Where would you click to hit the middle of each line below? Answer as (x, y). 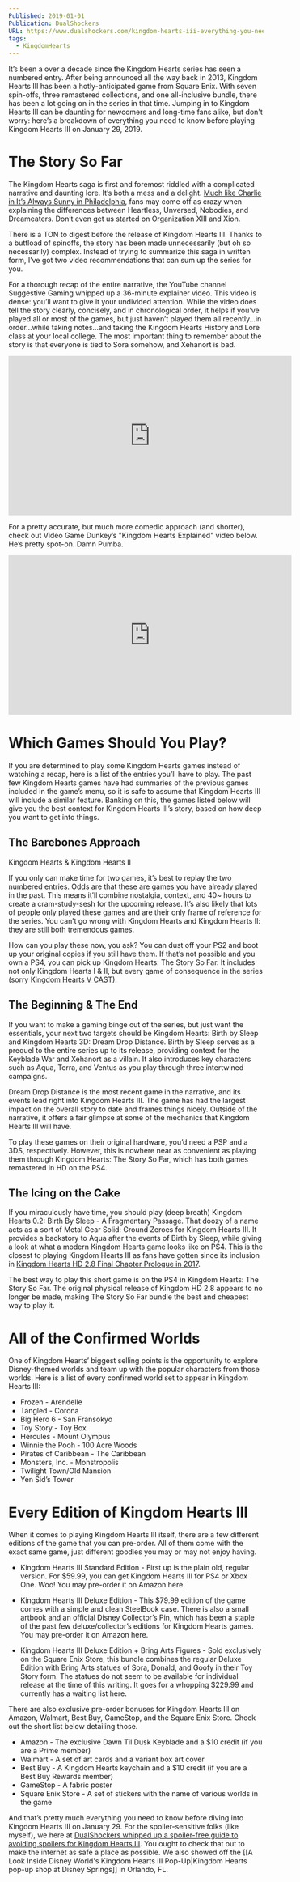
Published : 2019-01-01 (46, 16)
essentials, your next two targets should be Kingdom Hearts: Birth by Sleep (133, 1033)
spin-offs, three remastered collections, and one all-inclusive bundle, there (133, 95)
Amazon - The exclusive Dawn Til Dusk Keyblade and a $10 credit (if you (141, 1742)
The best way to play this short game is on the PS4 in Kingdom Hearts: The (133, 1280)
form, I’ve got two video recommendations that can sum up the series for (130, 261)
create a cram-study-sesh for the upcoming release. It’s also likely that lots (133, 903)
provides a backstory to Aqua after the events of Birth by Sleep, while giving (135, 1238)
